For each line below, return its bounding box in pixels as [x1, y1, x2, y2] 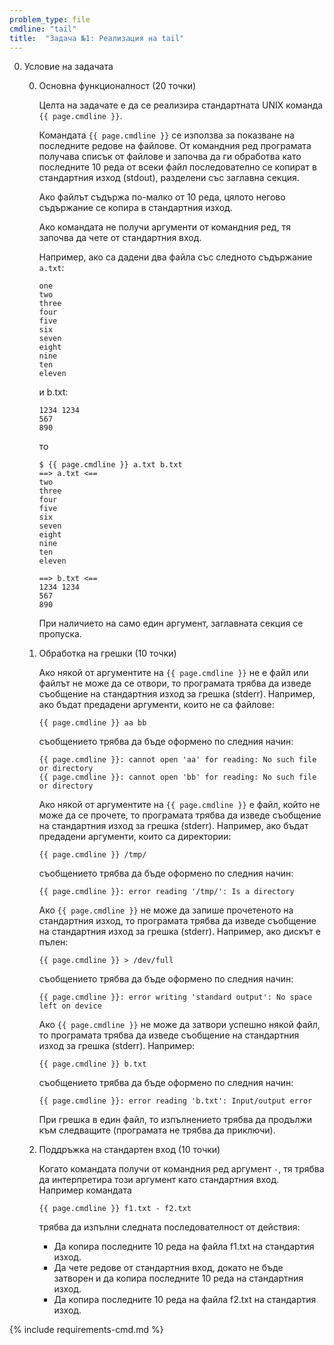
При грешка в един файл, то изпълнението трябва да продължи [38, 1114, 313, 1126]
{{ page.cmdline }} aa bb [38, 718, 147, 728]
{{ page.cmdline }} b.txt [38, 1059, 147, 1070]
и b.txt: [38, 386, 69, 398]
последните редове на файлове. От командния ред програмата [38, 140, 312, 152]
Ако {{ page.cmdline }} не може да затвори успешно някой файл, [38, 1019, 321, 1031]
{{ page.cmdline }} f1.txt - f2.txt [38, 1204, 192, 1214]
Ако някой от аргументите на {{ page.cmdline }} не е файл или [38, 667, 309, 679]
